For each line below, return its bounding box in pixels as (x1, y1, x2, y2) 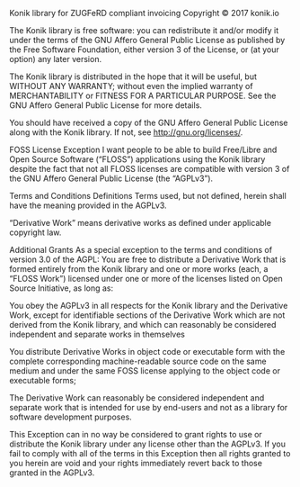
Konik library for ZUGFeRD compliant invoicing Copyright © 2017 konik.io (9, 8, 280, 18)
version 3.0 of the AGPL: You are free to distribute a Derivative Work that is (9, 254, 287, 265)
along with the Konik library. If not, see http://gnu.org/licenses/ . (9, 127, 243, 138)
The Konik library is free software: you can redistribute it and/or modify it (9, 25, 279, 35)
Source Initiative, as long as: (9, 283, 114, 293)
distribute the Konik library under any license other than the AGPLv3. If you (9, 438, 286, 449)
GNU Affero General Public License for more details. (9, 100, 202, 111)
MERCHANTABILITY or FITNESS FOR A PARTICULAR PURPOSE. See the (9, 90, 277, 101)
